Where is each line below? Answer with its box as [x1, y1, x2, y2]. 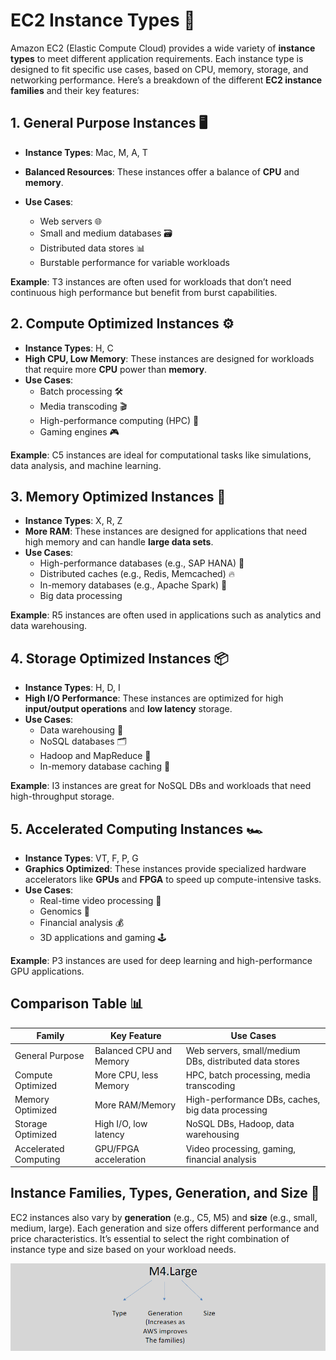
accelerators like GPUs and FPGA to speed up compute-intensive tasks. [24, 874, 322, 885]
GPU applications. [10, 965, 85, 977]
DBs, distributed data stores [185, 1055, 300, 1067]
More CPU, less [94, 1069, 159, 1081]
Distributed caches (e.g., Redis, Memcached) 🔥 [39, 568, 236, 580]
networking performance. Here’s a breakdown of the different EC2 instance [10, 74, 323, 86]
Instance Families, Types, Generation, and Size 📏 [10, 1185, 320, 1202]
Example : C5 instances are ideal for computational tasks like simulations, [10, 449, 312, 461]
